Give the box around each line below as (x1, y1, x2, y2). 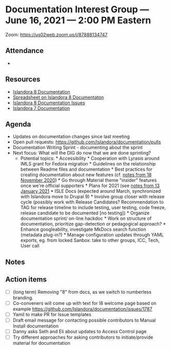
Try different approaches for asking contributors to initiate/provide (12, 334, 153, 340)
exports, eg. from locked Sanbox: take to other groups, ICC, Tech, (20, 237, 160, 244)
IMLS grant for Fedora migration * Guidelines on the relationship (20, 161, 156, 167)
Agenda (5, 120, 31, 128)
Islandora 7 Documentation (12, 105, 70, 111)
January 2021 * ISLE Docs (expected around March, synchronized (20, 188, 161, 194)
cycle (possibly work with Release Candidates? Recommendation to (20, 199, 164, 205)
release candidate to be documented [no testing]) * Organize (20, 210, 150, 216)
